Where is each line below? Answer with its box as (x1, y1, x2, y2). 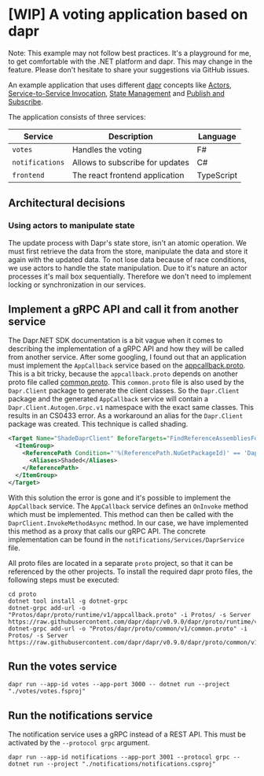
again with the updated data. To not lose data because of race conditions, (8, 254, 247, 264)
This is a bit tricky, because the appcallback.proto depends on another (8, 369, 238, 379)
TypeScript (196, 169, 238, 180)
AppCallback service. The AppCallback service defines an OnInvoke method (8, 501, 249, 511)
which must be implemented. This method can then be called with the (8, 509, 234, 519)
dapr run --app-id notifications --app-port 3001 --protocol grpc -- (8, 753, 241, 761)
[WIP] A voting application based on (8, 6, 248, 24)
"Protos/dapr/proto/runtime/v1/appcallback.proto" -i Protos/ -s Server (8, 611, 251, 619)
